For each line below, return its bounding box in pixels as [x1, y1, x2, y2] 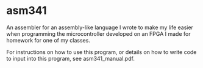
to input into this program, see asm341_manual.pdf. [6, 55, 135, 62]
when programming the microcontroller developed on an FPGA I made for [6, 30, 191, 37]
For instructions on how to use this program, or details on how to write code [6, 48, 197, 55]
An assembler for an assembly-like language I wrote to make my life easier [6, 24, 194, 31]
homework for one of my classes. [6, 36, 90, 44]
